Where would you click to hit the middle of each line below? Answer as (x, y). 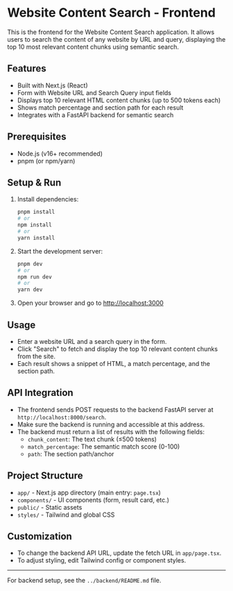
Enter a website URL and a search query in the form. (92, 341)
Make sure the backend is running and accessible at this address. (111, 424)
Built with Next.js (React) (52, 85)
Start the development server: (60, 251)
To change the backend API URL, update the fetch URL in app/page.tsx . (119, 553)
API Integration (41, 393)
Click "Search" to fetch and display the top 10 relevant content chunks (118, 349)
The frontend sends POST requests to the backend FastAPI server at (115, 409)
